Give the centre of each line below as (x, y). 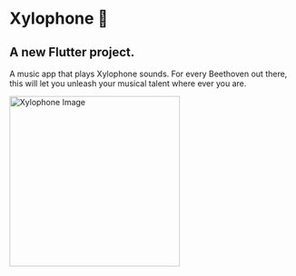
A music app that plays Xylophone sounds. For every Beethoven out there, (148, 74)
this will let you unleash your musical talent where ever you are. (128, 84)
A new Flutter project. (72, 52)
